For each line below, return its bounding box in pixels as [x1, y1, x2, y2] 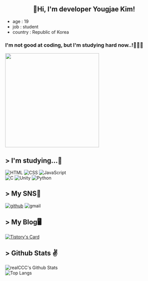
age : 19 [12, 18, 29, 24]
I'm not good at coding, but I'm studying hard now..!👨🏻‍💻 [5, 41, 143, 48]
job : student [12, 24, 38, 30]
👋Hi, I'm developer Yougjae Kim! [32, 5, 135, 14]
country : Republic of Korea [12, 29, 69, 35]
